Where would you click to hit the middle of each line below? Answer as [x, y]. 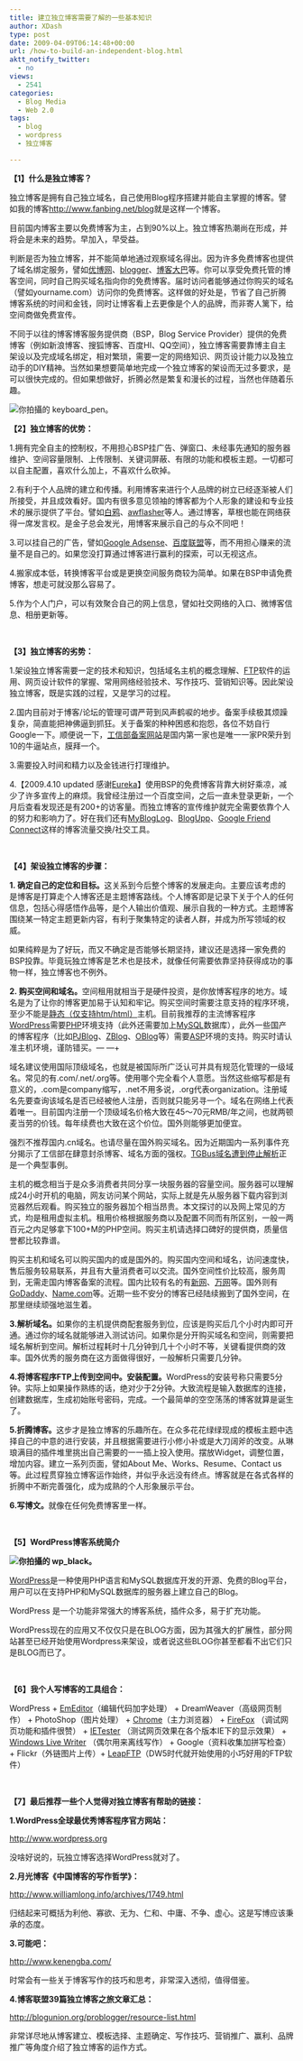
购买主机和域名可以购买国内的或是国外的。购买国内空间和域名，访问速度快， [151, 1259]
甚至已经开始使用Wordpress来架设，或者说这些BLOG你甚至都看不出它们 [151, 1641]
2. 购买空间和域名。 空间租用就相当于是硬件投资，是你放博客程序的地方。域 [148, 991]
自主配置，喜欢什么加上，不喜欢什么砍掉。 [96, 470]
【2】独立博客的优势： [51, 428]
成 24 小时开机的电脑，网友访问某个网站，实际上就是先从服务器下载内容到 [145, 1195]
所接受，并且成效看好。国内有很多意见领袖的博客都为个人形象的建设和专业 [147, 501]
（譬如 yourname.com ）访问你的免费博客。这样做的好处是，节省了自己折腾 [148, 292]
